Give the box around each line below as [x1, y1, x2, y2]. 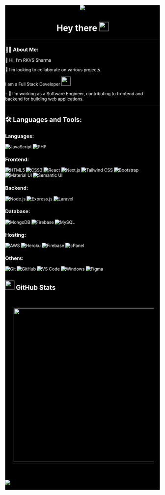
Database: [5, 208, 30, 215]
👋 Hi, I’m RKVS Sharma [5, 57, 52, 63]
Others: [5, 255, 24, 262]
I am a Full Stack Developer [5, 81, 60, 87]
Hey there [56, 23, 97, 34]
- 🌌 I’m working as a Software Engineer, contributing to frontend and [5, 91, 143, 97]
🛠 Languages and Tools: [5, 115, 82, 124]
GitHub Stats [15, 283, 56, 292]
